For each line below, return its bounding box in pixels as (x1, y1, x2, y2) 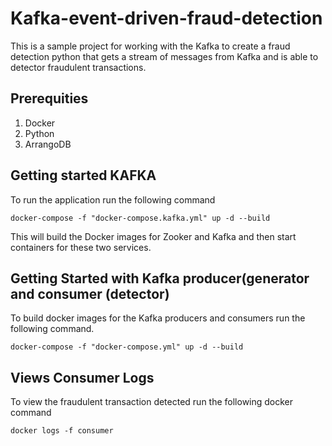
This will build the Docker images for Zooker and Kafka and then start (10, 230, 297, 242)
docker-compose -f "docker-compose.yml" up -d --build (10, 342, 244, 352)
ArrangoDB (24, 138, 72, 150)
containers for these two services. (10, 241, 152, 253)
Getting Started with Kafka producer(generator (10, 270, 310, 287)
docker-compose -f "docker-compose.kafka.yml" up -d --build (10, 213, 271, 223)
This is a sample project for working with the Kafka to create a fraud (10, 40, 291, 52)
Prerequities (10, 90, 89, 107)
